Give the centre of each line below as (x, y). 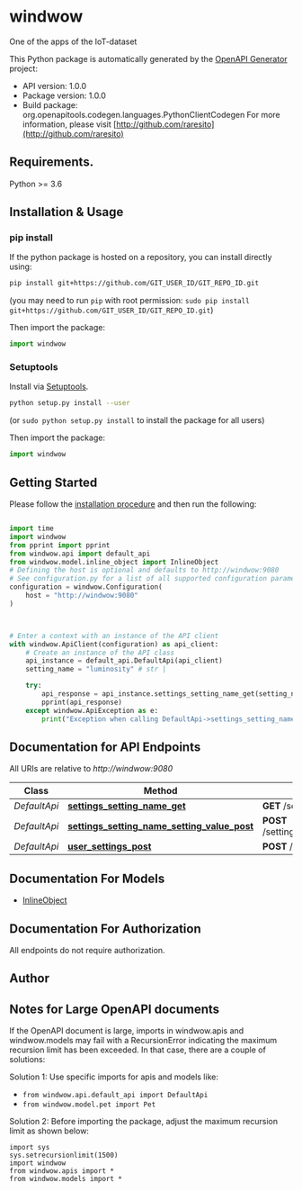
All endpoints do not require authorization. (87, 950)
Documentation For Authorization (105, 929)
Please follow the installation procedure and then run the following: (133, 504)
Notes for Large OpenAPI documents (115, 1009)
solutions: (27, 1060)
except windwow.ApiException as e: (92, 710)
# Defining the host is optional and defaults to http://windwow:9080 (144, 570)
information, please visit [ (69, 124)
